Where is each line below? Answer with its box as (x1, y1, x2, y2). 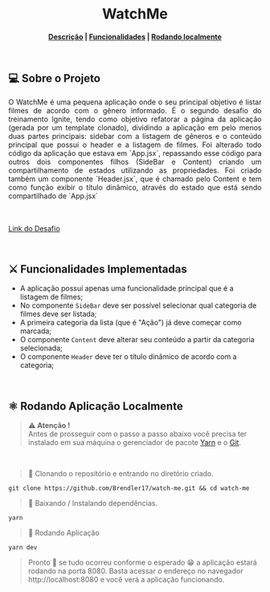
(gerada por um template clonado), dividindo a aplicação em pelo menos (8, 122, 262, 133)
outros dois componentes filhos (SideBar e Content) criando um (8, 157, 262, 166)
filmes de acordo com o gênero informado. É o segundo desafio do (8, 105, 262, 115)
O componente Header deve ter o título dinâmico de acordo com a (19, 352, 237, 361)
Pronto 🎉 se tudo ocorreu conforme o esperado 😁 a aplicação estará (27, 557, 257, 567)
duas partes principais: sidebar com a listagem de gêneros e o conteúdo (8, 131, 262, 141)
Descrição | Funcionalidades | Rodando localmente (47, 31, 223, 41)
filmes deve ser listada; (19, 309, 97, 319)
